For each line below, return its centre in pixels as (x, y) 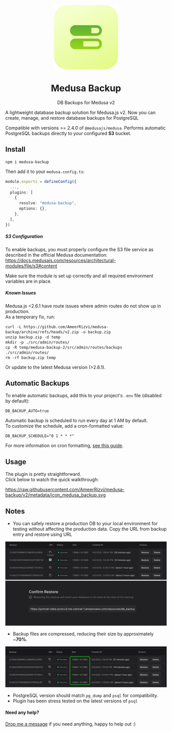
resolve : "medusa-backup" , (48, 203)
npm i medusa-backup (27, 162)
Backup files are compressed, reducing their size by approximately (83, 634)
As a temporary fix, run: (30, 317)
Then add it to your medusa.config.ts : (45, 171)
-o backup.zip (96, 332)
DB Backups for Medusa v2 (86, 102)
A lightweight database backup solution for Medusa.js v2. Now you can (81, 112)
